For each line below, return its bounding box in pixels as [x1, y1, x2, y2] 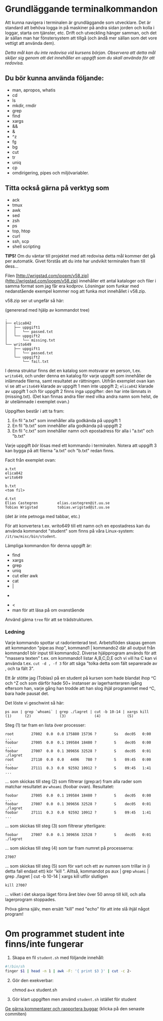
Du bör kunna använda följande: [5, 74, 104, 82]
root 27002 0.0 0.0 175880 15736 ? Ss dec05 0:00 [5, 731, 151, 736]
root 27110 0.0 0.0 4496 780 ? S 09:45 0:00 [5, 757, 151, 762]
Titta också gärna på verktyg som [5, 184, 109, 192]
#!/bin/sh [5, 964, 25, 969]
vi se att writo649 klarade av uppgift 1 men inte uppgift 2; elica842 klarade [5, 383, 154, 389]
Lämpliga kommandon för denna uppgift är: [5, 542, 92, 548]
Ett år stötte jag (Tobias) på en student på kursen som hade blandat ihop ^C [5, 675, 157, 681]
